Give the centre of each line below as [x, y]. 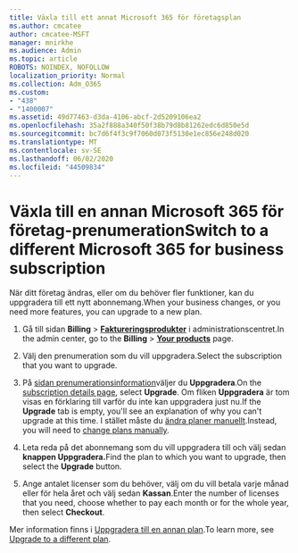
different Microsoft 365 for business [146, 249]
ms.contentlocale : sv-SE [55, 150]
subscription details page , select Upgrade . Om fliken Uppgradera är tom [156, 392]
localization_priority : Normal [67, 76]
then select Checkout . [63, 512]
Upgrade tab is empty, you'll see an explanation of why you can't [142, 411]
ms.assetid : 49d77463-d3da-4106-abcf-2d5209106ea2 [105, 117]
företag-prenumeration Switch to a [139, 230]
